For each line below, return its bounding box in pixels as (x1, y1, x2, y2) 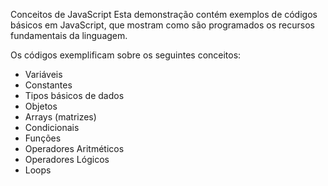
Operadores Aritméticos (24, 143, 125, 154)
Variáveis (24, 69, 63, 80)
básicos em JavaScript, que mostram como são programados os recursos (10, 19, 315, 31)
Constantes (24, 79, 73, 91)
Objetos (24, 100, 58, 112)
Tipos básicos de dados (24, 90, 125, 101)
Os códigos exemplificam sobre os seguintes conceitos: (10, 49, 242, 61)
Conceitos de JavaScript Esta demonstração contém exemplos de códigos (10, 9, 318, 20)
